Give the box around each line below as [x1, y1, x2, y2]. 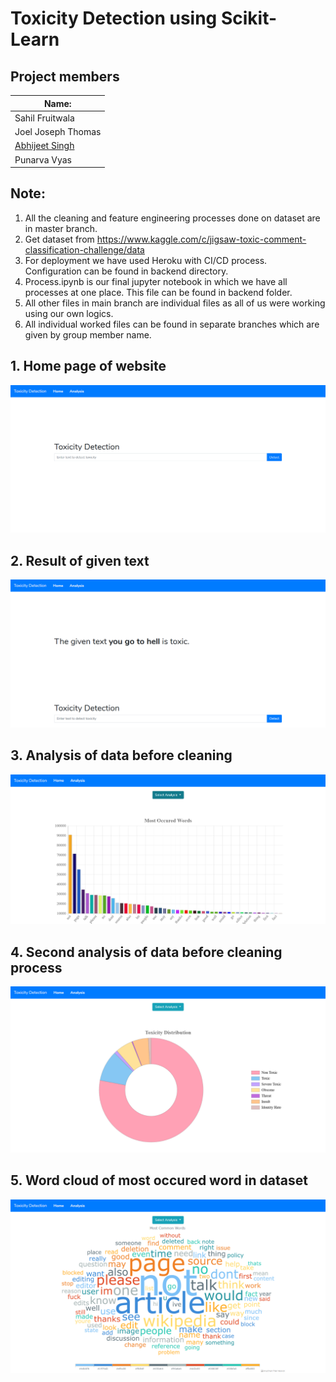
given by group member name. [24, 328, 152, 341]
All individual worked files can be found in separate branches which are [24, 318, 320, 330]
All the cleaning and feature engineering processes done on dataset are [24, 212, 321, 224]
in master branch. [24, 222, 98, 234]
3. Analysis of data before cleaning [10, 747, 233, 764]
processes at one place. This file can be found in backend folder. [24, 286, 293, 298]
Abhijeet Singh [14, 140, 75, 152]
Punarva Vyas [14, 153, 72, 166]
